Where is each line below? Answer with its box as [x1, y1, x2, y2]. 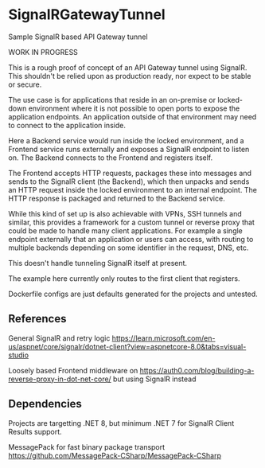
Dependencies [8, 397, 82, 411]
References [8, 312, 67, 326]
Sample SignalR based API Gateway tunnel [8, 32, 149, 41]
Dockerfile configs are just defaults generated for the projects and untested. [8, 289, 258, 298]
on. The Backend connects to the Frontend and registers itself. [8, 153, 213, 162]
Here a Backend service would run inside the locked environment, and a [8, 135, 244, 145]
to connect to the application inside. [8, 120, 126, 130]
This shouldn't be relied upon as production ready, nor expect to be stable [8, 71, 251, 80]
